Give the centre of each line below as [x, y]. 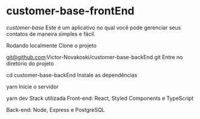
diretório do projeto [30, 63]
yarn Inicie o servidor [32, 86]
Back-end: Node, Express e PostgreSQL [56, 109]
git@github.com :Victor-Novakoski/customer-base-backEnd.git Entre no [95, 57]
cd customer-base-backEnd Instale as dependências [72, 75]
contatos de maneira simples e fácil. [51, 33]
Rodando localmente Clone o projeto [52, 45]
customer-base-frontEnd [70, 11]
